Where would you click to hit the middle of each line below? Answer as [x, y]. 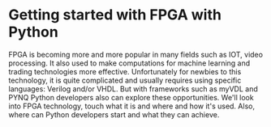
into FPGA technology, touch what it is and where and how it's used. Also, [132, 106]
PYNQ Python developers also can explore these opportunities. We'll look [131, 97]
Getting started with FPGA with [115, 15]
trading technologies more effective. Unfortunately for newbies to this [125, 71]
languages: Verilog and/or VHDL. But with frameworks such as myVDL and [133, 89]
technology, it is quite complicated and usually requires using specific [125, 80]
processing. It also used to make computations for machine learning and [129, 63]
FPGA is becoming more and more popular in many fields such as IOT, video [136, 54]
